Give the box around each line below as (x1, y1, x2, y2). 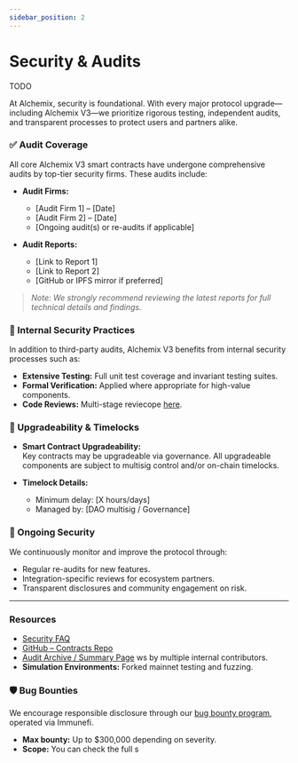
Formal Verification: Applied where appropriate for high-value (21, 380, 251, 391)
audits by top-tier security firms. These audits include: (9, 168, 208, 179)
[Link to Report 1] (35, 256, 98, 266)
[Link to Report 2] (35, 266, 100, 276)
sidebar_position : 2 (9, 12, 86, 22)
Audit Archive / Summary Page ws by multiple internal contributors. (21, 652, 269, 663)
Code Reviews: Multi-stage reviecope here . (21, 399, 183, 409)
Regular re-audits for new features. (21, 563, 151, 574)
